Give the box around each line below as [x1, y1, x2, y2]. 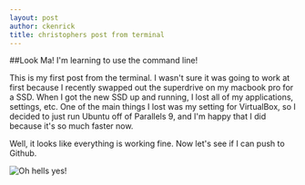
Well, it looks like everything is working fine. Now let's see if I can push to [9, 138, 285, 150]
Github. [9, 148, 37, 159]
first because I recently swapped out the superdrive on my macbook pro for [9, 83, 294, 93]
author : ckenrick [9, 22, 76, 31]
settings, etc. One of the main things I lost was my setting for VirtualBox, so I [9, 102, 296, 112]
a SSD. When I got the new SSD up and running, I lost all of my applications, [9, 92, 294, 102]
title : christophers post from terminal [9, 30, 166, 39]
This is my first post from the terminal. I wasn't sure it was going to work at [9, 73, 290, 83]
